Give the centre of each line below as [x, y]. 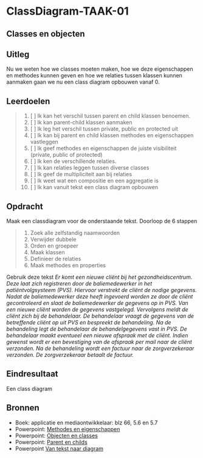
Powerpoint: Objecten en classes [57, 435]
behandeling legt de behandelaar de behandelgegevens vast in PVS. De [97, 329]
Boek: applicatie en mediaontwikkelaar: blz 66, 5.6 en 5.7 [86, 423]
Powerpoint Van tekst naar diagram [59, 448]
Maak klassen [47, 252]
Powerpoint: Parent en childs [51, 442]
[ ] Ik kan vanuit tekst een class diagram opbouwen [94, 187]
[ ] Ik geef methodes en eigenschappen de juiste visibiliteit [103, 148]
